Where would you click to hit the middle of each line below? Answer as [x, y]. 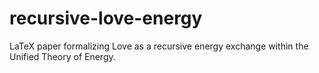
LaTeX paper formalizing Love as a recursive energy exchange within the [159, 46]
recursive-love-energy [106, 18]
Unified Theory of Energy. [62, 56]
